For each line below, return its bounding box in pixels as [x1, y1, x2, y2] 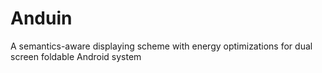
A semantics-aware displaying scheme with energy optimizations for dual [10, 40, 313, 52]
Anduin [10, 7, 73, 30]
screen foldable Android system [10, 50, 142, 62]
